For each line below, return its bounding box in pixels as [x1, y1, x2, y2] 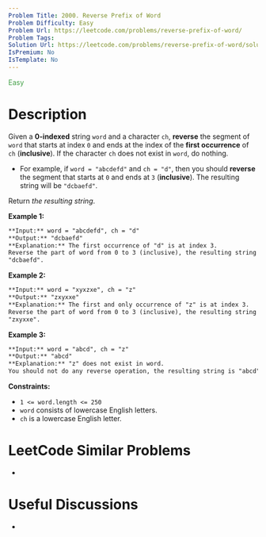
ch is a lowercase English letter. [19, 414, 122, 424]
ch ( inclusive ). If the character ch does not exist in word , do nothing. [8, 148, 229, 158]
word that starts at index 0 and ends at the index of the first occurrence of [8, 140, 249, 149]
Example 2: [8, 270, 46, 280]
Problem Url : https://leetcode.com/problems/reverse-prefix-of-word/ [8, 26, 243, 34]
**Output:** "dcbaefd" [8, 234, 83, 242]
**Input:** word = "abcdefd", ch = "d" [8, 227, 140, 235]
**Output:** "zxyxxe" [8, 293, 80, 301]
